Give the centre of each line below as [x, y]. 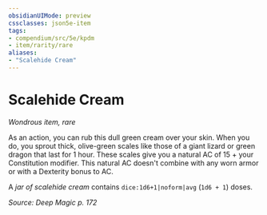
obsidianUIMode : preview [50, 16]
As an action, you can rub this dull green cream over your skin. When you [129, 137]
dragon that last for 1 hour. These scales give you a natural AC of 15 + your [131, 154]
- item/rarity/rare [41, 46]
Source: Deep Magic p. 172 [53, 202]
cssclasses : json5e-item [50, 23]
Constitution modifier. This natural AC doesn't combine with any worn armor [133, 163]
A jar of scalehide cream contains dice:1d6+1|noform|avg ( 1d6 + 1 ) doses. [131, 187]
